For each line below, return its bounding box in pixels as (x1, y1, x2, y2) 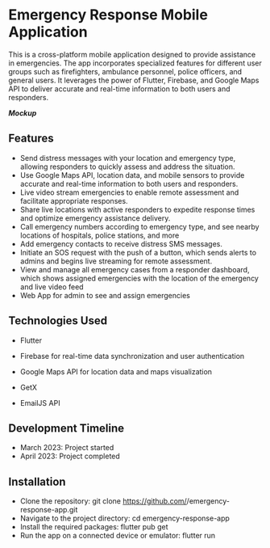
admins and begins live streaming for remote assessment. (19, 256, 213, 266)
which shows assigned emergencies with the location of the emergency (19, 273, 260, 283)
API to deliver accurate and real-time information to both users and (8, 83, 231, 94)
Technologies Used (8, 314, 107, 328)
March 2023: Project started (19, 443, 114, 453)
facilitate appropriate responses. (19, 196, 128, 205)
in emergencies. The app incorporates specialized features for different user (8, 58, 262, 68)
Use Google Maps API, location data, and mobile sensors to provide (19, 170, 245, 179)
